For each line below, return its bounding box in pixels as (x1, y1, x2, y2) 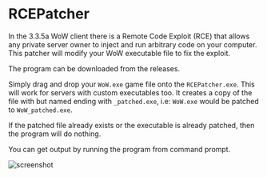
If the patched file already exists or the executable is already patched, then (8, 120, 255, 130)
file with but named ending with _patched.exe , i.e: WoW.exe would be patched (8, 96, 259, 106)
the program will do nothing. (8, 129, 102, 139)
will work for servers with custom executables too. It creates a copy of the (8, 87, 253, 97)
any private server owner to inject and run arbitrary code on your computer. (8, 39, 257, 49)
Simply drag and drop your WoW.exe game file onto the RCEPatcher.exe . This (8, 79, 255, 89)
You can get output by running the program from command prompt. (8, 144, 231, 154)
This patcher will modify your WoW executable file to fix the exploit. (8, 48, 230, 58)
